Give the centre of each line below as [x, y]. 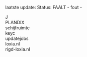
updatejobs [17, 38]
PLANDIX [15, 22]
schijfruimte [18, 28]
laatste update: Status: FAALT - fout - [43, 7]
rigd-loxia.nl [18, 49]
